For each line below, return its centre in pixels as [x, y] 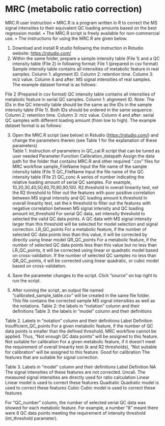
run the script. [26, 280]
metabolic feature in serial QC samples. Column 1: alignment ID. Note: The [80, 99]
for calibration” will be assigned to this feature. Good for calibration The [78, 352]
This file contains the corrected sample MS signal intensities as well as [84, 300]
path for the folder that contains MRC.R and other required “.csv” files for [86, 161]
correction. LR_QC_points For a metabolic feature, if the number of [79, 229]
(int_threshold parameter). [31, 418]
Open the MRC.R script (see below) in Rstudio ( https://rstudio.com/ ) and [85, 135]
